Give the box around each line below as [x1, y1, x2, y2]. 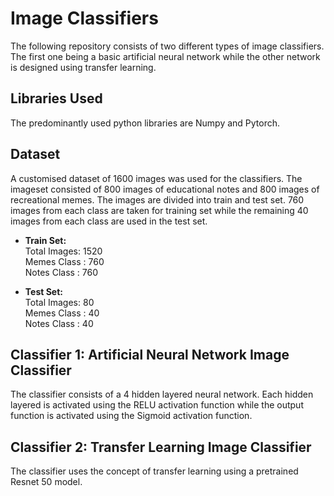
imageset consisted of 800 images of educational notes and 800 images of [10, 183, 320, 195]
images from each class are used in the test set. [10, 215, 208, 227]
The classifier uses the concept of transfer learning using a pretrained [10, 465, 299, 477]
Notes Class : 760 [24, 266, 99, 278]
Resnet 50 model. [10, 476, 83, 488]
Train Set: [24, 234, 67, 246]
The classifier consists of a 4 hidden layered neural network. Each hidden [10, 388, 314, 401]
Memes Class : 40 [24, 307, 100, 319]
